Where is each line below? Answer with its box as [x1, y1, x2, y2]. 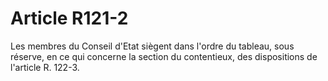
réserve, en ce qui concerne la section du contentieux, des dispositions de [10, 50, 318, 62]
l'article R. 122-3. [10, 61, 80, 73]
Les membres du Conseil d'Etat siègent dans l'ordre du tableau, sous [10, 40, 295, 52]
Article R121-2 [10, 7, 129, 30]
